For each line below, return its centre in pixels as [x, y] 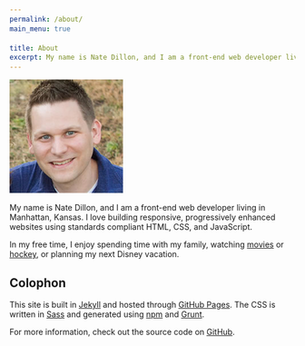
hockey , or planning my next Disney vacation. [94, 254]
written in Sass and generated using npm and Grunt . [107, 314]
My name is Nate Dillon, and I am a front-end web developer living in [138, 208]
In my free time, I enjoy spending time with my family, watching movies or [147, 244]
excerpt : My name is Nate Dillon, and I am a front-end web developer [146, 58]
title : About [34, 48]
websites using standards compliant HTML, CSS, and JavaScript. [131, 227]
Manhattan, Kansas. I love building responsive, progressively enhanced [143, 217]
